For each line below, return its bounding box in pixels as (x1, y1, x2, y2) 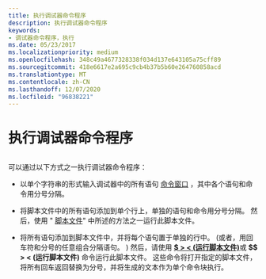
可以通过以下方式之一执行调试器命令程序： (8, 162, 147, 171)
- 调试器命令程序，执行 (8, 33, 75, 42)
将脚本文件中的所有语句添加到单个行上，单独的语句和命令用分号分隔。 (19, 205, 249, 215)
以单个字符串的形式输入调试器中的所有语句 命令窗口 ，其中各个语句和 (19, 179, 246, 189)
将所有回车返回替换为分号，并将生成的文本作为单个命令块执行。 (19, 262, 228, 272)
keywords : (8, 26, 41, 34)
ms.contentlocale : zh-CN (8, 78, 90, 86)
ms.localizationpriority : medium (8, 48, 119, 56)
